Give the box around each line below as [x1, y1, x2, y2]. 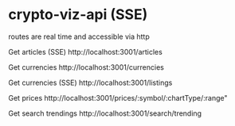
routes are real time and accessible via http [8, 32, 150, 41]
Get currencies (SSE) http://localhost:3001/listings [8, 78, 173, 87]
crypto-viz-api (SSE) [8, 6, 148, 24]
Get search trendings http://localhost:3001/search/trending [8, 109, 202, 118]
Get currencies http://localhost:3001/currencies [8, 62, 165, 72]
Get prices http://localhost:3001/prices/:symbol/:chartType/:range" [8, 93, 229, 102]
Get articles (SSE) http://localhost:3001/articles [8, 47, 163, 56]
